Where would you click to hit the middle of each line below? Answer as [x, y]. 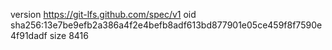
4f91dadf [29, 35]
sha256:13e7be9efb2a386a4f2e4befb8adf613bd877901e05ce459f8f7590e [166, 25]
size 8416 [69, 35]
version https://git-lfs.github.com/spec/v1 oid [103, 14]
